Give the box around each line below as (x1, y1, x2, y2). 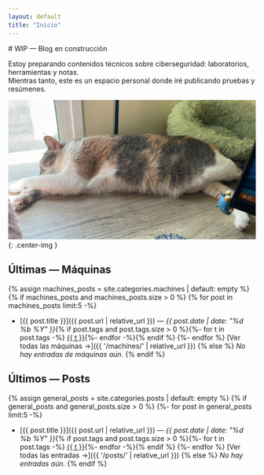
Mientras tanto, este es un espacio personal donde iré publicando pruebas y (8, 76, 255, 85)
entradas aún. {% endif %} (19, 458, 108, 468)
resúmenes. (8, 83, 47, 94)
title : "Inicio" (8, 20, 61, 29)
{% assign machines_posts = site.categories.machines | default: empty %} (8, 284, 250, 293)
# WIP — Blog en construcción (8, 43, 108, 53)
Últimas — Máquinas (8, 263, 112, 276)
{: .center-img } (8, 240, 58, 250)
